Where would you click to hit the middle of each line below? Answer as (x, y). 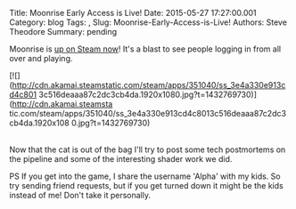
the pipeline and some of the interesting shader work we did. (121, 159)
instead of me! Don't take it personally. (80, 195)
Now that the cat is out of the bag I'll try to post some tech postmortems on (148, 149)
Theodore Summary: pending (63, 32)
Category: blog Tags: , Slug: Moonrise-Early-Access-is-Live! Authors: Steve (148, 22)
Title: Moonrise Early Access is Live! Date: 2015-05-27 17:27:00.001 (133, 13)
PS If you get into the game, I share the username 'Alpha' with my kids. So (145, 176)
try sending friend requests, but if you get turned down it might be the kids (146, 185)
